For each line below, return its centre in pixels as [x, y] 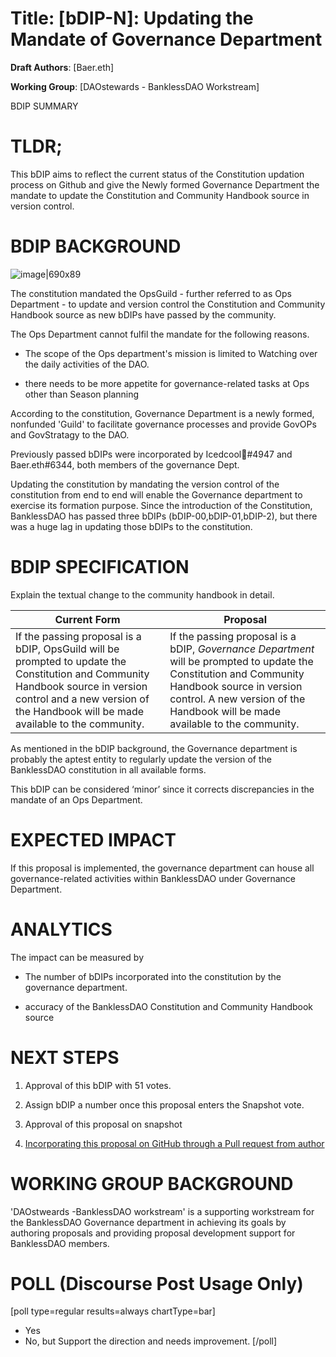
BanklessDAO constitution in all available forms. [108, 769]
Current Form [87, 619]
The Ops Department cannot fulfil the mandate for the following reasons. [160, 334]
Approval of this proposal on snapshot [103, 1124]
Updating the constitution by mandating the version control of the [145, 484]
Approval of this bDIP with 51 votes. [98, 1085]
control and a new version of [82, 699]
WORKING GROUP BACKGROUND [152, 1183]
